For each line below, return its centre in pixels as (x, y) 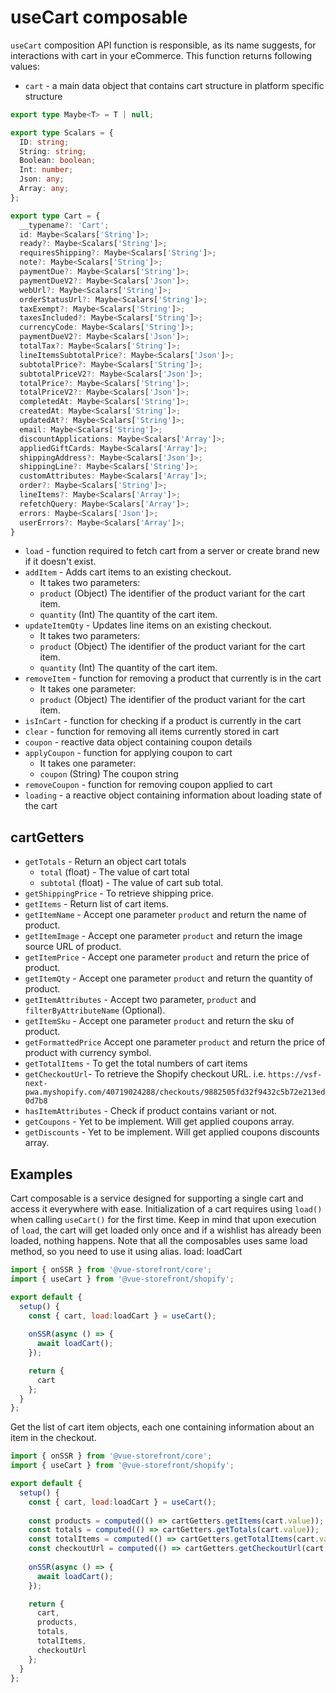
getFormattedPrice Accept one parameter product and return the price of (175, 1042)
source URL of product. (73, 947)
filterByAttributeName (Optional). (95, 1010)
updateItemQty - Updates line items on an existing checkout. (148, 625)
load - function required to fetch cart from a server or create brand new (172, 551)
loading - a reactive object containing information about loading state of (173, 795)
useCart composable (99, 17)
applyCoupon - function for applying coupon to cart (128, 753)
